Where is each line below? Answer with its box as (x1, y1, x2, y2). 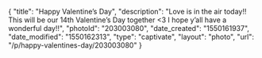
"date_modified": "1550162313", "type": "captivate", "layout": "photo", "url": (8, 32, 254, 41)
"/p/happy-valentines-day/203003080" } (8, 41, 143, 50)
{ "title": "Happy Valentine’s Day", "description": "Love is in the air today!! (8, 7, 247, 16)
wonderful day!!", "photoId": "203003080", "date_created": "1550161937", (8, 24, 250, 33)
